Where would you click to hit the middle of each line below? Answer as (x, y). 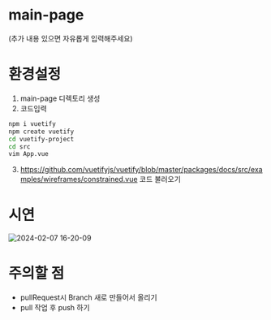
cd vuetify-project (41, 139)
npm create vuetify (41, 132)
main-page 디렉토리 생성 (60, 98)
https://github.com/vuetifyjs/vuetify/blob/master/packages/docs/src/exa (141, 170)
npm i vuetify (32, 123)
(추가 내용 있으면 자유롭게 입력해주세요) (71, 38)
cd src (19, 147)
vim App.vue (28, 154)
